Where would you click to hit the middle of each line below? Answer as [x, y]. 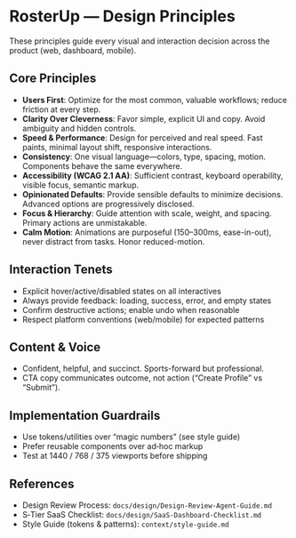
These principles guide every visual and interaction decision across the [140, 41]
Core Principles [53, 79]
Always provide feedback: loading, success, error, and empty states [147, 301]
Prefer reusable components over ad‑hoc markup [112, 446]
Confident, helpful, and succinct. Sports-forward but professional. [143, 369]
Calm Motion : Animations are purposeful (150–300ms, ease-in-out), [147, 232]
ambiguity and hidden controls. [79, 128]
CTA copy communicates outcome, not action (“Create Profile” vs [142, 378]
